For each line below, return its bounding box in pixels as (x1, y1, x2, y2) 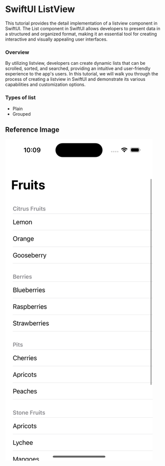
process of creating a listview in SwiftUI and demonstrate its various (5, 76, 146, 82)
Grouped (12, 111, 31, 117)
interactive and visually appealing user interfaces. (5, 36, 108, 42)
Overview (5, 49, 29, 56)
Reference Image (5, 125, 59, 134)
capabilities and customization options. (5, 81, 86, 87)
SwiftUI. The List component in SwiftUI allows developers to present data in (5, 25, 160, 31)
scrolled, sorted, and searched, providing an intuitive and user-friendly (5, 65, 151, 71)
